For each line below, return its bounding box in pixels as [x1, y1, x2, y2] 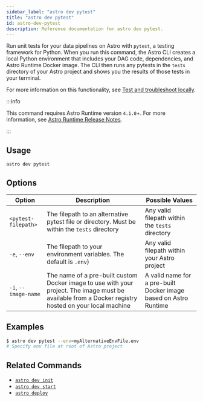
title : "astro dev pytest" [6, 15, 74, 21]
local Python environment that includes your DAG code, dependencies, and [6, 55, 193, 62]
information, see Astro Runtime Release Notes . [6, 116, 123, 123]
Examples [6, 322, 44, 332]
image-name [9, 291, 40, 297]
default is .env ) [46, 258, 89, 266]
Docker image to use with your [46, 279, 134, 287]
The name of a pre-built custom [46, 271, 138, 279]
